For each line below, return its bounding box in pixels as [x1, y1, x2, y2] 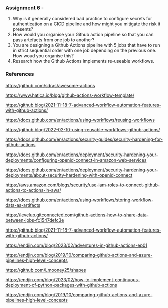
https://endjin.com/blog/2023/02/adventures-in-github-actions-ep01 [5, 242, 148, 248]
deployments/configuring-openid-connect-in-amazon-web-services [5, 157, 147, 163]
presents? [12, 26, 34, 32]
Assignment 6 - [5, 4, 44, 11]
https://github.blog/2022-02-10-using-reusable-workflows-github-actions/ [5, 126, 160, 132]
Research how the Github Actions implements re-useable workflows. [12, 58, 154, 64]
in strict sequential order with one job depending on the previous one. [12, 47, 157, 54]
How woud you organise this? [12, 53, 74, 59]
